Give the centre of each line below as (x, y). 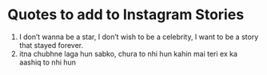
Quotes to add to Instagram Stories (126, 15)
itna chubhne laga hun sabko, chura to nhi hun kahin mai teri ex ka (128, 53)
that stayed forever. (51, 45)
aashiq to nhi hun (48, 62)
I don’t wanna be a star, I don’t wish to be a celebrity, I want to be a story (139, 37)
